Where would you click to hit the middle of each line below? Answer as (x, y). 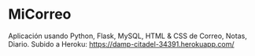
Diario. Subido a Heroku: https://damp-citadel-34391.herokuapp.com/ (121, 44)
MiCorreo (40, 14)
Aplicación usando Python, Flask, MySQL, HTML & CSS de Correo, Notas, (128, 36)
